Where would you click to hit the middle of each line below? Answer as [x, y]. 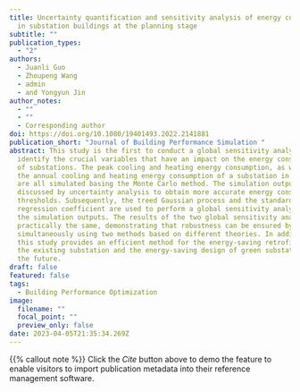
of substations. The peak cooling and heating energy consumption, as [151, 167]
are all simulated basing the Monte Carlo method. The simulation [143, 184]
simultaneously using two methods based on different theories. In [146, 234]
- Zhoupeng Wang [47, 76]
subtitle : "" [33, 34]
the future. [40, 259]
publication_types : [46, 43]
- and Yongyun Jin [52, 92]
